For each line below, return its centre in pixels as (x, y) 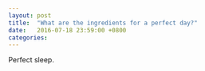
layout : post (30, 15)
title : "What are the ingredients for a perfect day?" (103, 23)
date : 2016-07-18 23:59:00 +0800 (67, 30)
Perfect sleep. (31, 60)
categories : (28, 37)
